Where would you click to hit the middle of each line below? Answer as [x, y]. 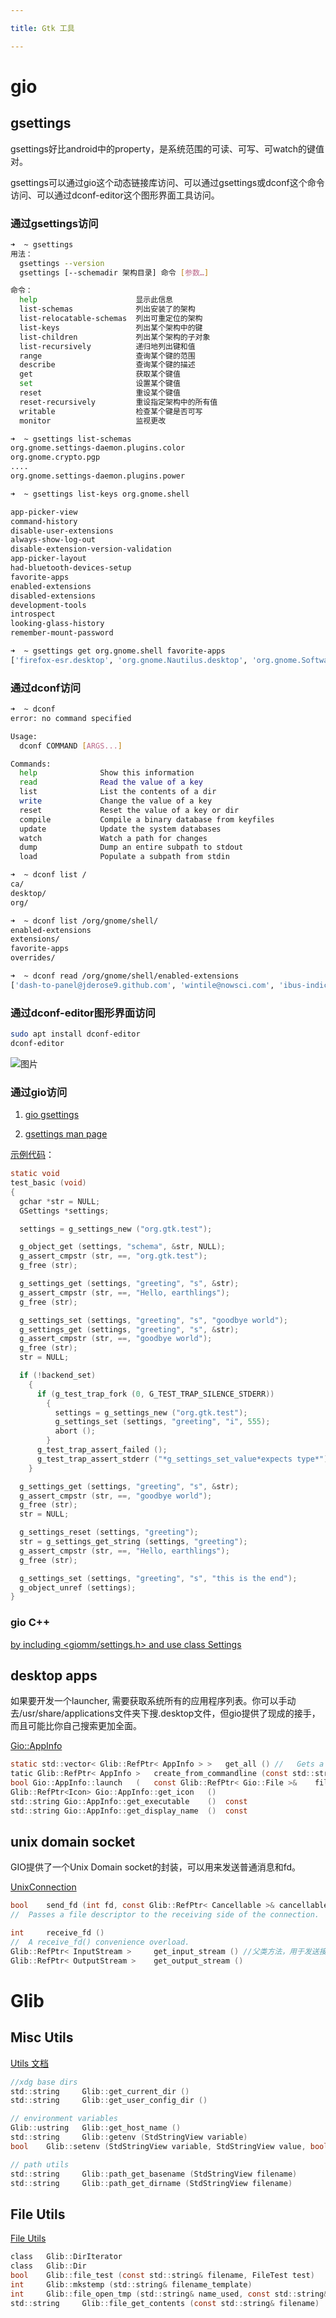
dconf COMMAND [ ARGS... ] [71, 746]
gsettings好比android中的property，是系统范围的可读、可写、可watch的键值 [167, 148]
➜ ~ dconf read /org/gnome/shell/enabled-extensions [125, 976]
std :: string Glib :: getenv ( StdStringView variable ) [129, 2137]
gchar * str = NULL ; [60, 1201]
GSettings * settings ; [64, 1211]
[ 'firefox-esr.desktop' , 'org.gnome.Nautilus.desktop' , [129, 660]
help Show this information [107, 773]
